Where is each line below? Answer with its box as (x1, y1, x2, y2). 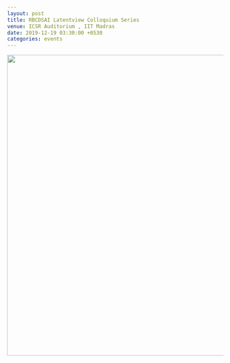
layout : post (7, 10, 45, 17)
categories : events (7, 36, 63, 43)
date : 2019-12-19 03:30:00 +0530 (7, 29, 103, 36)
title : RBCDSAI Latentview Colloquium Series (7, 16, 139, 23)
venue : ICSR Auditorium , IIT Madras (7, 23, 115, 30)
